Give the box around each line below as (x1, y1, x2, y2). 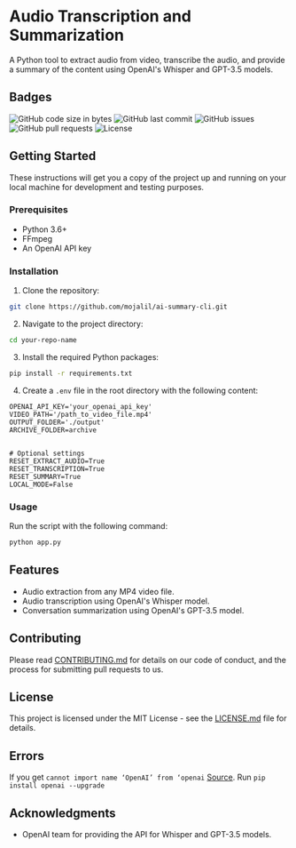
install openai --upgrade (9, 781, 105, 790)
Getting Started (9, 148, 97, 164)
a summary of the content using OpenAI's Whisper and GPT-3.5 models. (9, 64, 273, 75)
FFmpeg (21, 233, 53, 244)
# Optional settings (9, 449, 86, 458)
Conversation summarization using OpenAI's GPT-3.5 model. (21, 604, 245, 615)
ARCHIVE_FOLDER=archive (9, 425, 97, 435)
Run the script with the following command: (9, 521, 168, 532)
